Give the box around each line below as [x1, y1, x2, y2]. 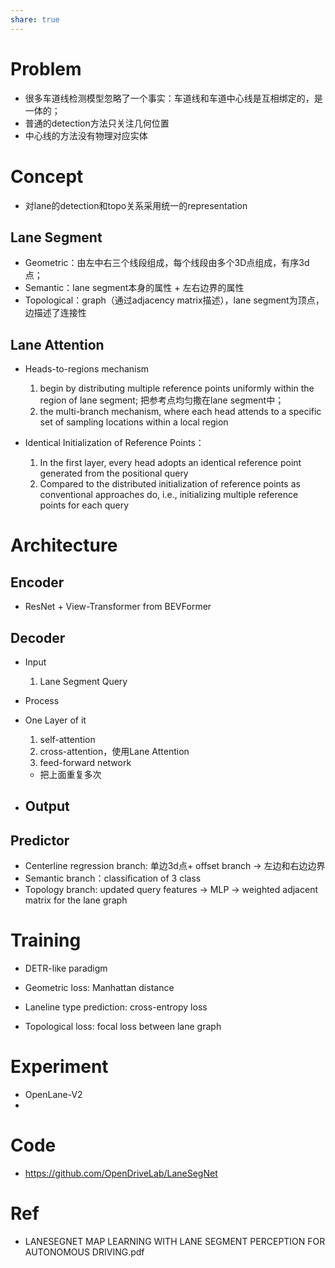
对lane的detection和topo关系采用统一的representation [24, 199, 248, 211]
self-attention [39, 733, 96, 745]
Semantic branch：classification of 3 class [24, 872, 202, 885]
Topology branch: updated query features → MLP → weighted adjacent [24, 884, 318, 896]
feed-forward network [39, 756, 132, 768]
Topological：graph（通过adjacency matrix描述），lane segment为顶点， [24, 294, 325, 306]
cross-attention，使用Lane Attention [39, 745, 190, 757]
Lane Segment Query [39, 675, 128, 687]
